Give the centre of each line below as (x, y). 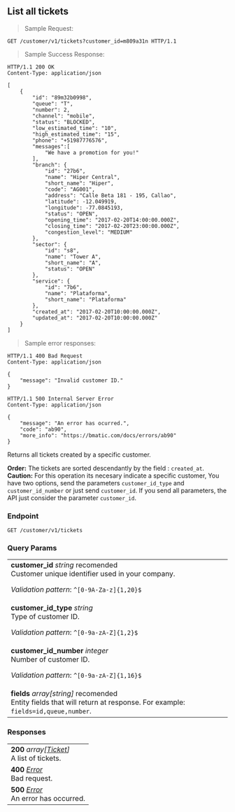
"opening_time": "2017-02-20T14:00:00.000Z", (112, 220)
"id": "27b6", (65, 171)
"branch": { (50, 165)
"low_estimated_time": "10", (75, 128)
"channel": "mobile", (64, 116)
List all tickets (38, 12)
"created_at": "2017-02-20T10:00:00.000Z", (97, 312)
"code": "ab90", (44, 429)
